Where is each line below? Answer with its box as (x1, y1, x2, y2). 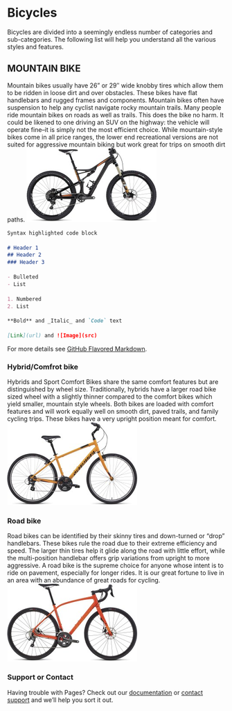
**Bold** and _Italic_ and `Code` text (7, 317, 123, 324)
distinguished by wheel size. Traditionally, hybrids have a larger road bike (7, 385, 217, 394)
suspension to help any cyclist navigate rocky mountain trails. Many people (7, 103, 222, 112)
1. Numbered (7, 295, 42, 303)
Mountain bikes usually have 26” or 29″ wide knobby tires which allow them (7, 81, 224, 90)
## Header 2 (7, 251, 42, 258)
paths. (7, 215, 26, 224)
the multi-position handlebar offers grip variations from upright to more (7, 554, 210, 562)
